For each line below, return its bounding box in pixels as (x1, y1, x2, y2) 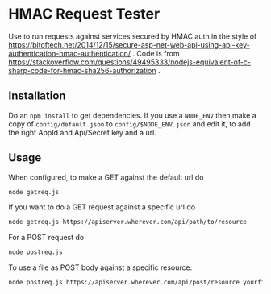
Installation (8, 89, 66, 103)
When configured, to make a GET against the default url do (8, 172, 204, 182)
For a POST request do (8, 233, 85, 242)
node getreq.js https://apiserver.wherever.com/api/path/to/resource (8, 218, 248, 226)
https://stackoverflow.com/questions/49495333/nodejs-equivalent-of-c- (8, 57, 252, 67)
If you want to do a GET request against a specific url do (8, 202, 196, 212)
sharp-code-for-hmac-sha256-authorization (8, 65, 156, 75)
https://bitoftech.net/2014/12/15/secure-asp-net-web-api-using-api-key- (8, 39, 250, 49)
